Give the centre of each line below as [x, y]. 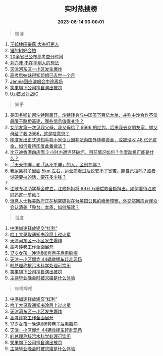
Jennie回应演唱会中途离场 [36, 81]
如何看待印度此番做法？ [43, 146]
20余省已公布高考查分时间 [36, 57]
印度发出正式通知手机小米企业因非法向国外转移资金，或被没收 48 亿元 [81, 140]
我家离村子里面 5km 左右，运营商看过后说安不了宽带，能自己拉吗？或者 [83, 171]
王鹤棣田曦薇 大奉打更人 [34, 44]
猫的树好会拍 [23, 50]
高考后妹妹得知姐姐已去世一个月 [42, 75]
